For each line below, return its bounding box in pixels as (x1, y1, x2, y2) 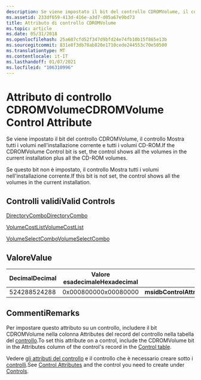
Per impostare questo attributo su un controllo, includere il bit (6, 324, 157, 331)
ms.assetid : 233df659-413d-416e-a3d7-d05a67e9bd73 (6, 14, 135, 20)
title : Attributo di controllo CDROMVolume (6, 20, 117, 26)
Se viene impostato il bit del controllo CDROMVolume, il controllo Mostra (6, 135, 184, 142)
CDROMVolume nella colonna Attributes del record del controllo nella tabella (6, 330, 194, 338)
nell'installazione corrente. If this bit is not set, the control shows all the (6, 172, 180, 180)
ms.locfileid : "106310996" (6, 64, 74, 71)
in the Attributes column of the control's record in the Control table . (6, 343, 172, 350)
